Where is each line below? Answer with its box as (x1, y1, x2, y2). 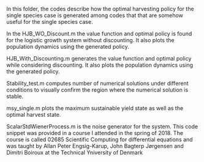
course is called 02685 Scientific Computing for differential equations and (6, 136, 193, 143)
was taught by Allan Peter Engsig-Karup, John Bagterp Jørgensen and (6, 142, 184, 149)
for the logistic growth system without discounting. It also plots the (6, 37, 175, 43)
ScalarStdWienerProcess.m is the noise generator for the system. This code (6, 123, 198, 130)
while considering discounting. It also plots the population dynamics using (6, 61, 194, 68)
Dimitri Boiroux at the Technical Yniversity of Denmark (6, 149, 143, 156)
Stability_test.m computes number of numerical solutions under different (6, 79, 189, 87)
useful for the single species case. (6, 18, 93, 25)
